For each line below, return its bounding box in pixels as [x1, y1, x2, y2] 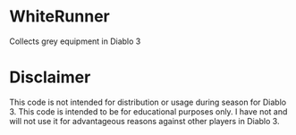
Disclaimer [9, 67, 91, 88]
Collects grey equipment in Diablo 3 [9, 36, 141, 46]
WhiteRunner [9, 6, 110, 27]
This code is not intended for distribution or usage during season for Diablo [9, 97, 287, 107]
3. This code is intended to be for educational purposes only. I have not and [9, 105, 288, 117]
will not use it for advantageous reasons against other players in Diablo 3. [9, 115, 280, 126]
